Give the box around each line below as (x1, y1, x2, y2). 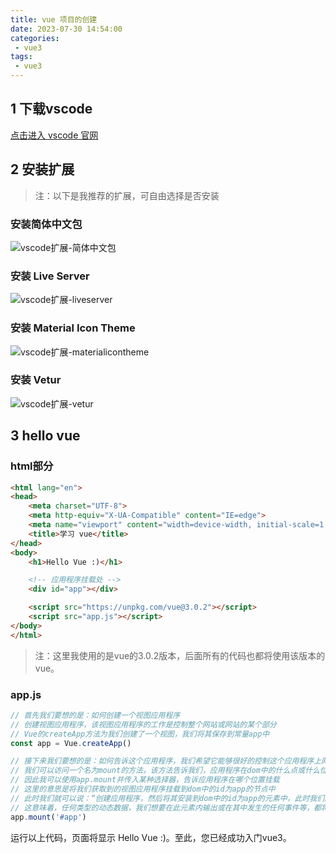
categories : (10, 33, 60, 43)
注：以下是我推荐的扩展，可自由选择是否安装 (34, 189, 220, 201)
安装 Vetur (10, 373, 62, 387)
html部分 (10, 459, 54, 473)
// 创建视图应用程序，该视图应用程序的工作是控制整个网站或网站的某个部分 (10, 719, 277, 730)
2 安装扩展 (10, 161, 75, 178)
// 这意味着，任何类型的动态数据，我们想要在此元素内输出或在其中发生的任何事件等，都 (10, 802, 322, 813)
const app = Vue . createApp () (10, 738, 132, 748)
